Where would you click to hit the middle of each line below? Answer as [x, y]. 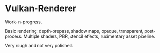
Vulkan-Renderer [41, 8]
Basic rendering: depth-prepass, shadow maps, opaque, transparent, [74, 31]
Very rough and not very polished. [39, 45]
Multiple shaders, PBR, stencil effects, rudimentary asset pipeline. [89, 36]
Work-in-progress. [24, 22]
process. [14, 36]
